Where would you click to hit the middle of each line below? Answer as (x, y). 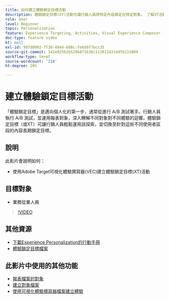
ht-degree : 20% (21, 66)
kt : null (14, 43)
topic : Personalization (30, 29)
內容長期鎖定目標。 (34, 131)
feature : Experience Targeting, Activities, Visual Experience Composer (83, 33)
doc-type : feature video (31, 38)
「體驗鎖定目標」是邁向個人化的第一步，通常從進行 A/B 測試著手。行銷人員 (83, 112)
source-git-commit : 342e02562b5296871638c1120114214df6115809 (72, 52)
